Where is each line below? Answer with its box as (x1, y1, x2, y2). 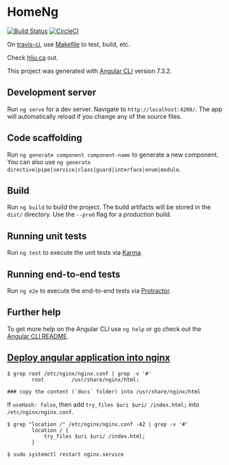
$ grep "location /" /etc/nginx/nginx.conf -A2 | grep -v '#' (7, 420, 189, 428)
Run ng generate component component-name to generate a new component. (7, 150, 219, 159)
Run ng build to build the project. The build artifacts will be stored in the (7, 203, 211, 212)
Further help (7, 306, 62, 318)
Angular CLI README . (7, 332, 69, 340)
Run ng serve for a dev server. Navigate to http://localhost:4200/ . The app (7, 104, 223, 113)
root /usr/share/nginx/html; (32, 376, 139, 383)
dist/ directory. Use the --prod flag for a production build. (7, 210, 171, 218)
